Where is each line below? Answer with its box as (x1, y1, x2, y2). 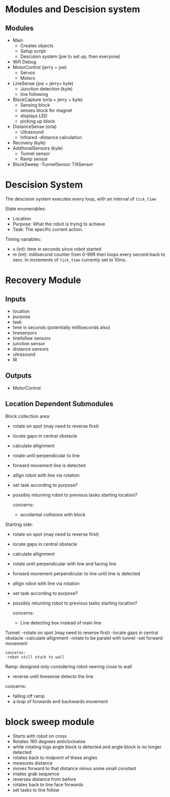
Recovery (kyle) (12, 140, 46, 146)
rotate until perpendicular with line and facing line (12, 560, 117, 567)
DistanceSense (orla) (12, 123, 57, 129)
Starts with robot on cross (12, 733, 67, 739)
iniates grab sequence (12, 771, 59, 777)
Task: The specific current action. (12, 226, 83, 232)
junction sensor (12, 340, 46, 346)
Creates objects (20, 43, 54, 49)
